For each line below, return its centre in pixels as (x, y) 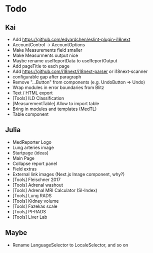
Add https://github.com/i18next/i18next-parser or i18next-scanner (80, 71)
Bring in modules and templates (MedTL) (54, 109)
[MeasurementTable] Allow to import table (56, 103)
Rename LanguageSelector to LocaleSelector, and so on (70, 245)
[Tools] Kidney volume (35, 201)
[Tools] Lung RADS (32, 195)
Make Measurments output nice (45, 55)
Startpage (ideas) (30, 153)
